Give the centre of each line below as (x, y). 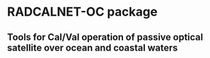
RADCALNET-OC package (82, 12)
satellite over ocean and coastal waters (92, 47)
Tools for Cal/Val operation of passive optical (105, 37)
